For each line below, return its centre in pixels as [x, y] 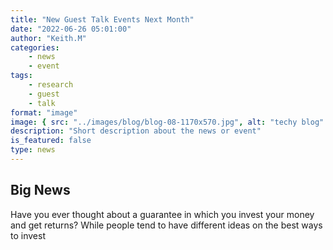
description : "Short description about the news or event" [136, 131]
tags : [21, 76]
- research [51, 85]
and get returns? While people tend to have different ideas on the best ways [166, 225]
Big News [40, 190]
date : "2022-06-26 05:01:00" [71, 29]
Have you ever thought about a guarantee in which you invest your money [162, 214]
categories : [35, 47]
